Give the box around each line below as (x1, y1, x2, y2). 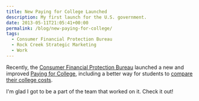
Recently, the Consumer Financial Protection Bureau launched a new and (6, 64, 184, 71)
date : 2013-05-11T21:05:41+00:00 (6, 20, 89, 26)
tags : (6, 31, 20, 37)
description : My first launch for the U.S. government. (6, 14, 147, 20)
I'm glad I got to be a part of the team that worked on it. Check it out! (6, 87, 174, 95)
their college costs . (6, 76, 53, 83)
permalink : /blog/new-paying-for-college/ (6, 25, 113, 31)
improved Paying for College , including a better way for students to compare (6, 70, 193, 77)
